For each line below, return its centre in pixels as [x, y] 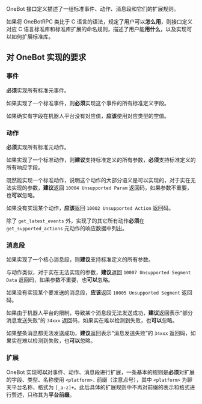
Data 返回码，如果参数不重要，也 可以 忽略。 [60, 280]
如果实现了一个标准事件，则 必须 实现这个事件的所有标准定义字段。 [88, 103]
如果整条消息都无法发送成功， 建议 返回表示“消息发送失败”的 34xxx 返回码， [99, 333]
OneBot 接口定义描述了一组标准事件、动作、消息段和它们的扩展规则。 [93, 9]
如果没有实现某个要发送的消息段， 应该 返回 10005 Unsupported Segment [93, 293]
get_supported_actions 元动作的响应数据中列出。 [67, 228]
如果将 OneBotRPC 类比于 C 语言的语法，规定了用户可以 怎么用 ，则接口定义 [99, 22]
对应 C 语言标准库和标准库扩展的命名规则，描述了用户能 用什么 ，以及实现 [97, 29]
